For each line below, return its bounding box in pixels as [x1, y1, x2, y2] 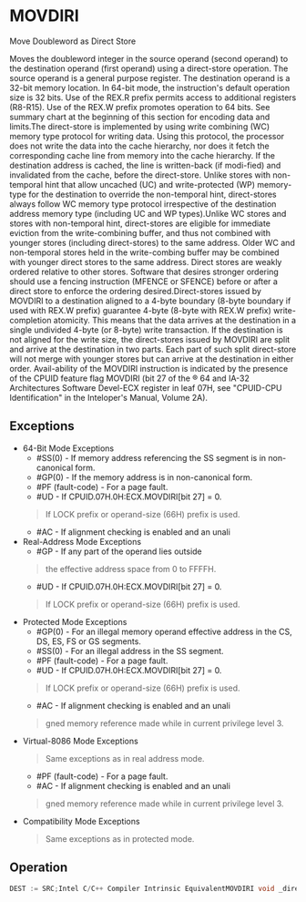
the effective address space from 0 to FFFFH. [45, 563, 217, 574]
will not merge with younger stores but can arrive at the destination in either [9, 353, 294, 364]
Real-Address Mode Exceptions [22, 536, 142, 547]
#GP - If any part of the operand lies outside [36, 546, 202, 557]
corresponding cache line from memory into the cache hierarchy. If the [9, 149, 276, 160]
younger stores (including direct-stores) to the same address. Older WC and [9, 237, 296, 248]
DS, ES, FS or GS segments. [36, 635, 141, 647]
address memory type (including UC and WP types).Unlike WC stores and [9, 208, 287, 219]
